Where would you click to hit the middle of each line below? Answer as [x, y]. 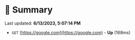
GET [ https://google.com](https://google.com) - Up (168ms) [71, 32]
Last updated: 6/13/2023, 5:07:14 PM [43, 23]
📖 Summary [29, 10]
